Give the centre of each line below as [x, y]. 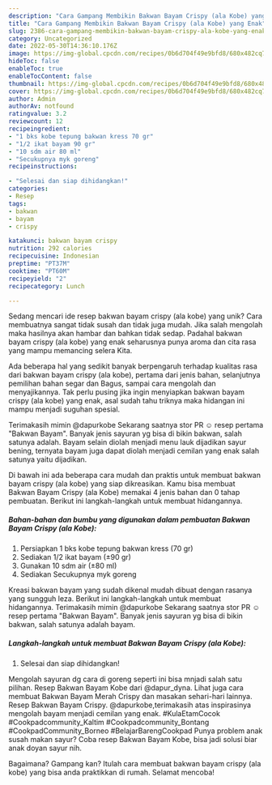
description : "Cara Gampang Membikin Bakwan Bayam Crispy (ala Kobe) [128, 16]
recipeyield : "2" [38, 279]
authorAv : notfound [41, 106]
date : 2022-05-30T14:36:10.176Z [63, 46]
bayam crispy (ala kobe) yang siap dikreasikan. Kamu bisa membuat [122, 484]
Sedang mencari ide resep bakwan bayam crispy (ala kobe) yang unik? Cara [136, 316]
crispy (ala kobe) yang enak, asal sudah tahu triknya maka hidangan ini [127, 401]
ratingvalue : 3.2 [38, 114]
